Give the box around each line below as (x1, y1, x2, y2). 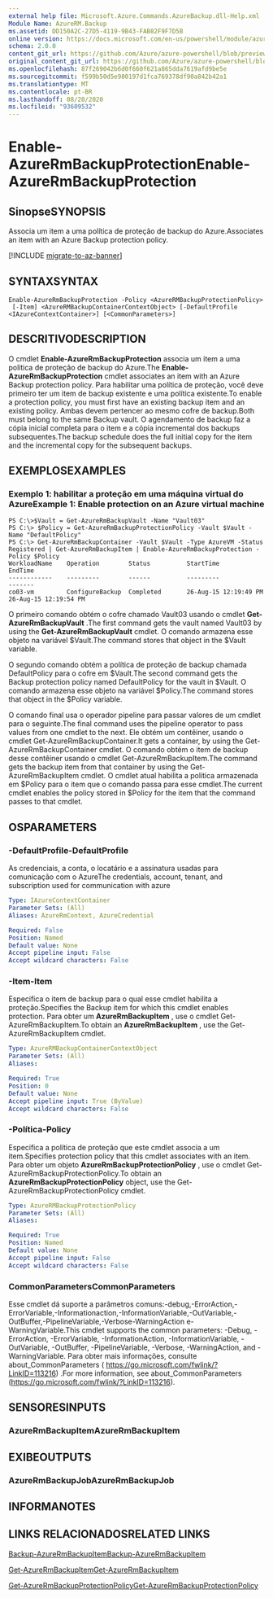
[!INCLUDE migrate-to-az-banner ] (8, 251, 123, 260)
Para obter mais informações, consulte (67, 1351, 197, 1361)
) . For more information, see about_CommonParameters (55, 1368, 242, 1378)
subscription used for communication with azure (8, 881, 171, 891)
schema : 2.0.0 (8, 42, 57, 50)
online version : (8, 34, 63, 43)
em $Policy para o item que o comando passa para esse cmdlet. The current (8, 779, 262, 790)
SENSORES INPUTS (8, 1401, 106, 1415)
